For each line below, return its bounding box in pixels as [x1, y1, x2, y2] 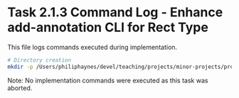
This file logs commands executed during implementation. [7, 43, 178, 51]
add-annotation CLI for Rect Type [7, 19, 208, 36]
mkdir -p [7, 63, 33, 70]
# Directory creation [7, 56, 72, 64]
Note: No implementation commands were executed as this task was [7, 76, 208, 85]
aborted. [7, 83, 33, 92]
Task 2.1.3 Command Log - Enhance [7, 4, 223, 21]
